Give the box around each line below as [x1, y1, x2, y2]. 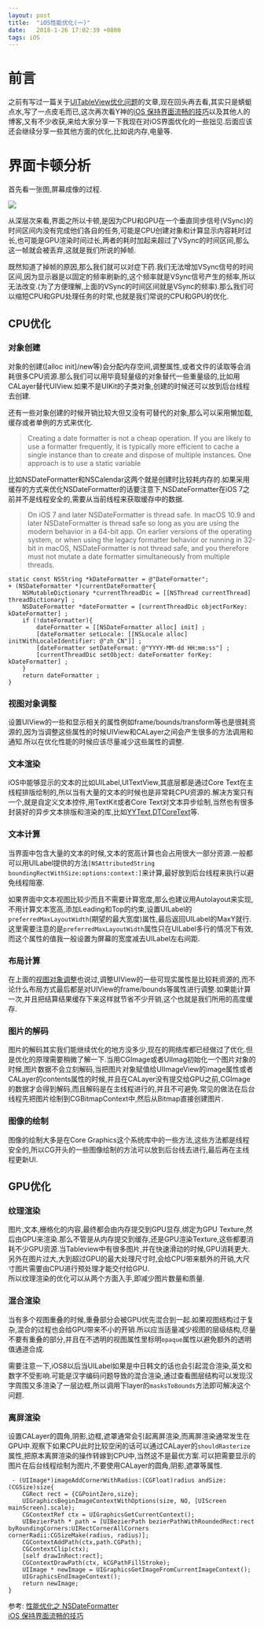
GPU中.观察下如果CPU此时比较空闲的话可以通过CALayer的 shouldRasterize [8, 1441, 251, 1450]
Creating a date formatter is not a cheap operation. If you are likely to [27, 433, 251, 442]
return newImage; [22, 1579, 79, 1587]
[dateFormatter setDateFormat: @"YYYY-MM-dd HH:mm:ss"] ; [36, 643, 230, 652]
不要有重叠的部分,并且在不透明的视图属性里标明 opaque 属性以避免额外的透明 [8, 1334, 251, 1344]
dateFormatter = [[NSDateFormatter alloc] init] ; [36, 623, 206, 631]
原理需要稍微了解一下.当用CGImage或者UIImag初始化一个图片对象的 [35, 1054, 256, 1065]
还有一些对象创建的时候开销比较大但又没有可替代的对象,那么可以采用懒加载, [8, 408, 254, 417]
